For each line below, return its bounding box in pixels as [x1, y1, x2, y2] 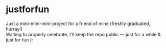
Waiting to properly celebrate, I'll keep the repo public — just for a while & [6, 31, 161, 37]
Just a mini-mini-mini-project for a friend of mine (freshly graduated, [6, 20, 151, 27]
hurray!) [6, 26, 22, 32]
